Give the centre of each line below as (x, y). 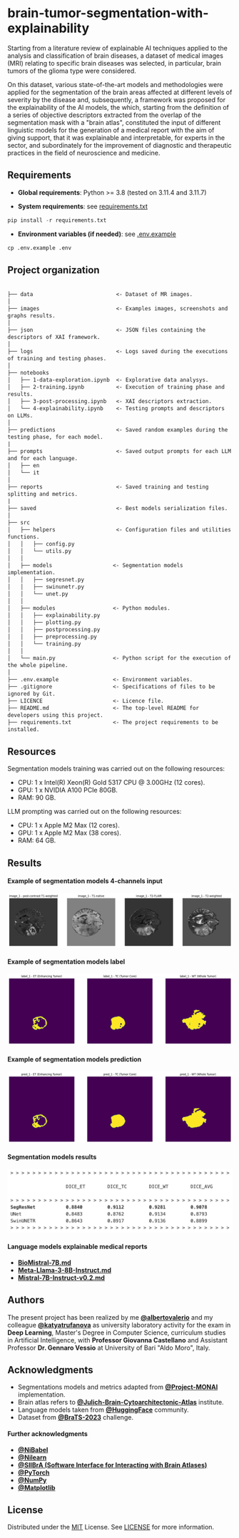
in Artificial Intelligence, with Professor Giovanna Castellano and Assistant (118, 1340)
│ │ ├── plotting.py (44, 623)
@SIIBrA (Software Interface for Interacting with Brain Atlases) (112, 1465)
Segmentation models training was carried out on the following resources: (116, 769)
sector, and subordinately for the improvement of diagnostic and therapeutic (119, 145)
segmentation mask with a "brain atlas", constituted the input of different (114, 122)
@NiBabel (33, 1450)
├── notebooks (29, 373)
